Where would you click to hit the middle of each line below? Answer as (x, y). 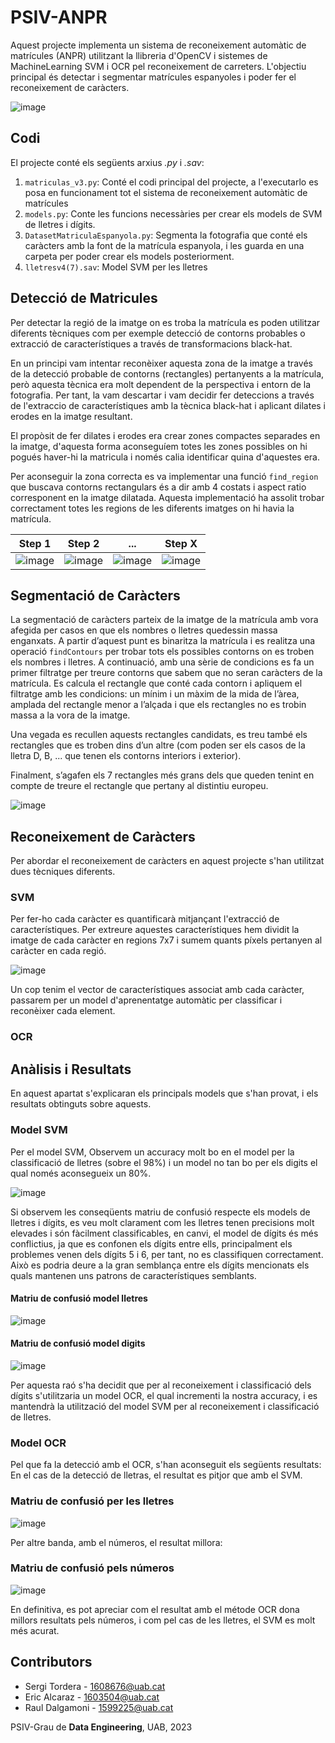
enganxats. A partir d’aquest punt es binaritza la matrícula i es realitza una (163, 641)
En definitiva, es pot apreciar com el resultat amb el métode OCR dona (155, 1609)
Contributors (51, 1662)
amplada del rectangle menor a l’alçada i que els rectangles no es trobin (158, 705)
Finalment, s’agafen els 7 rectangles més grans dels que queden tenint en (162, 775)
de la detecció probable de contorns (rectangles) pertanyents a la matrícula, (167, 373)
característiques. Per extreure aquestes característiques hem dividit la (155, 930)
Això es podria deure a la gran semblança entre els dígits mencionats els (160, 1265)
